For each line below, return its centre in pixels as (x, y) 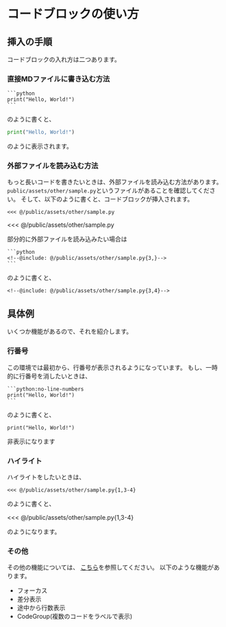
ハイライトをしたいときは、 (46, 477)
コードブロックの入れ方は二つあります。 (64, 59)
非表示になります (31, 441)
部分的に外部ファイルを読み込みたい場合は (67, 239)
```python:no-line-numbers (46, 389)
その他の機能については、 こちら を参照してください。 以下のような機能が (111, 567)
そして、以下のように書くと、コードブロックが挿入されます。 (107, 199)
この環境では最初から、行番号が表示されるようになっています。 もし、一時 (112, 367)
